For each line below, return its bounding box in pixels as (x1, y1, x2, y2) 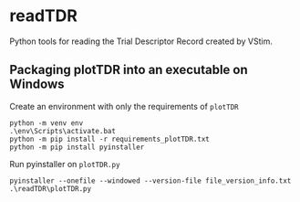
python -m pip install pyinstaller (9, 143, 145, 152)
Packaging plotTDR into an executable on (9, 62, 248, 78)
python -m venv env (9, 118, 84, 128)
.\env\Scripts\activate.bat (9, 126, 117, 135)
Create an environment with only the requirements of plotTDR (9, 101, 239, 112)
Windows (9, 77, 65, 92)
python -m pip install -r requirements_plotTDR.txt (9, 134, 210, 144)
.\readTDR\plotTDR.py (9, 184, 92, 193)
